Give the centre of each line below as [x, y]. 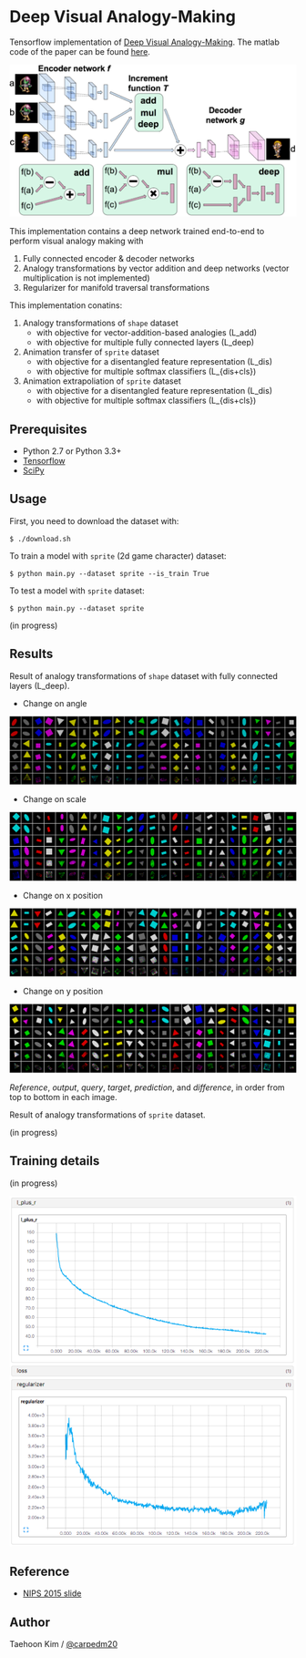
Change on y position [62, 992]
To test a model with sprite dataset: [77, 591]
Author [30, 1622]
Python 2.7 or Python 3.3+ [72, 451]
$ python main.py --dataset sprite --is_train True [109, 573]
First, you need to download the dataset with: [94, 520]
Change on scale [54, 799]
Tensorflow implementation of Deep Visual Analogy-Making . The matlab [144, 42]
